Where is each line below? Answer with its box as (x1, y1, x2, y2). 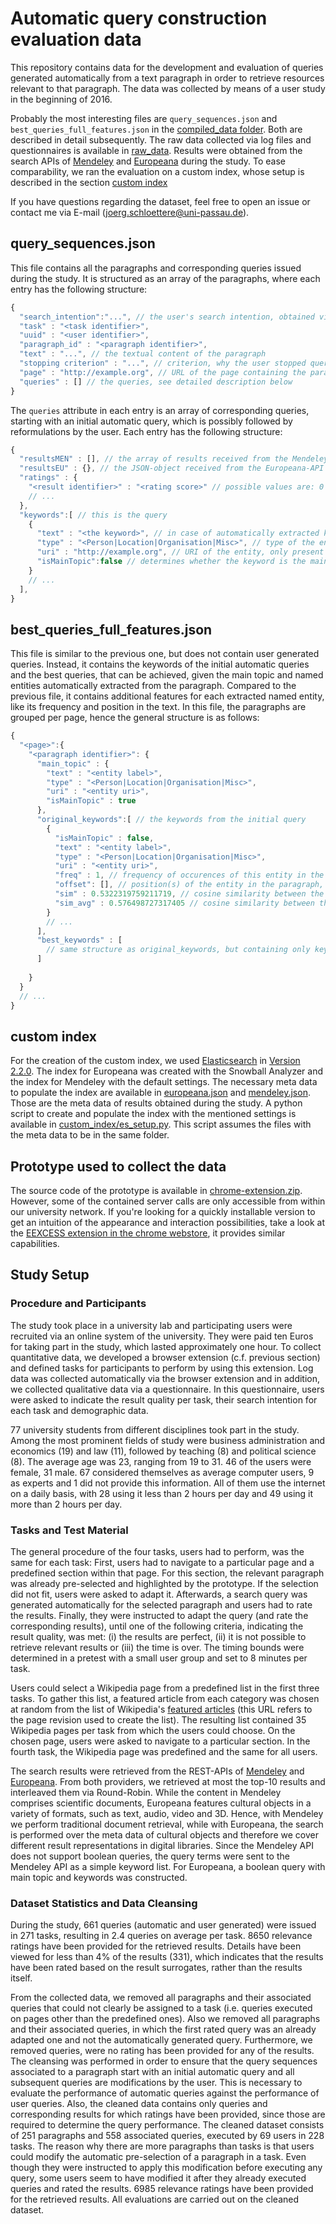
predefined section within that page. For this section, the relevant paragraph (10, 1567, 325, 1579)
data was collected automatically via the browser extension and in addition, (10, 1372, 321, 1384)
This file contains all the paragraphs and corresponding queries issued (10, 262, 302, 274)
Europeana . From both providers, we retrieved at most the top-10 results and (10, 1776, 326, 1788)
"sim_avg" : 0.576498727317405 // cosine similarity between (54, 898, 315, 908)
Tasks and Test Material (10, 1523, 129, 1537)
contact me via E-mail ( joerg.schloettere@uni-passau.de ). (10, 206, 250, 218)
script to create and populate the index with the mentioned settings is (10, 1108, 297, 1120)
